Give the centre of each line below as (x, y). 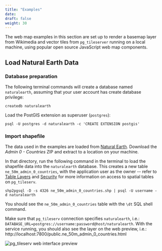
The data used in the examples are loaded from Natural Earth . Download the (81, 147)
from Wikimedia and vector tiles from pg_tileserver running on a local (75, 42)
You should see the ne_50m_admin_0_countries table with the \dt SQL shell (79, 204)
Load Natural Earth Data (42, 62)
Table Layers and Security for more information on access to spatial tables (79, 177)
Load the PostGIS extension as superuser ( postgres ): (58, 115)
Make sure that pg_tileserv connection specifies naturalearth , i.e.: (72, 218)
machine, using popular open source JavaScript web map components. (76, 47)
